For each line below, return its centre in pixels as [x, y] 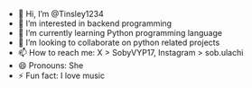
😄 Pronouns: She [51, 66]
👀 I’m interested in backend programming [95, 23]
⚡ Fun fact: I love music [61, 75]
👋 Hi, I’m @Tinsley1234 [61, 14]
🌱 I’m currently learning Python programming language [120, 33]
